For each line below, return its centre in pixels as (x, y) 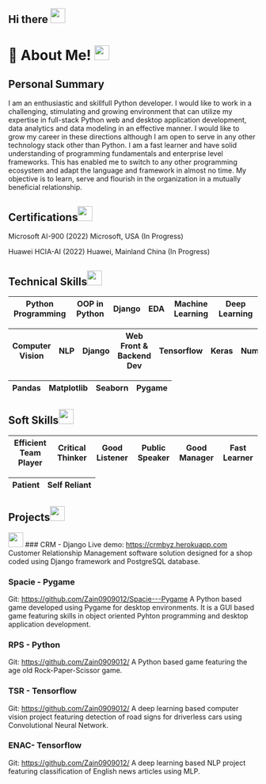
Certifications (43, 217)
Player (30, 462)
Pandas (27, 388)
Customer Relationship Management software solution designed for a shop (131, 553)
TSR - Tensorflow (43, 691)
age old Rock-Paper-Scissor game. (65, 671)
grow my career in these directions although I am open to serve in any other (132, 137)
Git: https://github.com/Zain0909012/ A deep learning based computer (123, 708)
